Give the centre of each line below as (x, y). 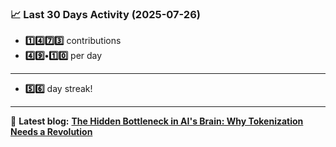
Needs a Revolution (51, 132)
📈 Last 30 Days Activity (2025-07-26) (105, 14)
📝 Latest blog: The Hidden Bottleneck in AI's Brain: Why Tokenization (157, 121)
